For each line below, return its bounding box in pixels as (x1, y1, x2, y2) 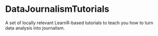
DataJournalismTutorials (5, 3, 110, 15)
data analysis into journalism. (5, 25, 65, 31)
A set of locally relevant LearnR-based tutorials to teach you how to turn (5, 20, 154, 26)
